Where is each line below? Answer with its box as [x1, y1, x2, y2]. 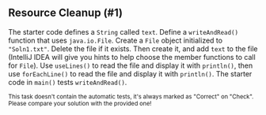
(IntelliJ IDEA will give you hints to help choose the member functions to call [8, 52, 256, 61]
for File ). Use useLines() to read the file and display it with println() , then [8, 61, 253, 70]
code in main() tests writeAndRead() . [8, 77, 127, 87]
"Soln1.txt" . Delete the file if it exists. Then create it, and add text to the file [8, 43, 258, 54]
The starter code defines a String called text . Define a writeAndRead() [8, 27, 239, 36]
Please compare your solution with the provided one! [8, 99, 152, 107]
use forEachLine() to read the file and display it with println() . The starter [8, 69, 253, 78]
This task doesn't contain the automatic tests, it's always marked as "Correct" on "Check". [8, 92, 254, 101]
